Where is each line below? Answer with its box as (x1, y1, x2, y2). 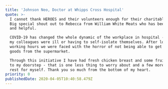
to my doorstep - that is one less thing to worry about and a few (9, 62, 153, 67)
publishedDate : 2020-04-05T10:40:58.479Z (5, 76, 93, 81)
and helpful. (9, 26, 37, 31)
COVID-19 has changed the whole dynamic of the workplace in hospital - (9, 35, 164, 40)
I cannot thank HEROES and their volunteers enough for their (9, 16, 142, 21)
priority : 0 (5, 72, 30, 77)
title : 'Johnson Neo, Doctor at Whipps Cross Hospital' (5, 7, 124, 12)
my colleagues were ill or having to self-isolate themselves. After (9, 39, 157, 45)
